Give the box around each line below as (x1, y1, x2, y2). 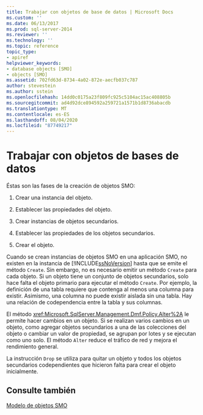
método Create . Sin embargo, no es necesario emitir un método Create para (6, 266, 197, 274)
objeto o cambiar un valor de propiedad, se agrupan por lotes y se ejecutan (6, 330, 197, 337)
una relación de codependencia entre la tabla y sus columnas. (6, 299, 163, 306)
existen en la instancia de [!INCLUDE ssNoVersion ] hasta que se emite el (6, 260, 188, 267)
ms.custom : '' (6, 15, 43, 21)
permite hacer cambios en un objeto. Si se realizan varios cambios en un (6, 317, 190, 325)
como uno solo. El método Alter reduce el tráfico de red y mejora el (6, 337, 177, 344)
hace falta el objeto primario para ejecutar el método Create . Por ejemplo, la (6, 279, 197, 287)
